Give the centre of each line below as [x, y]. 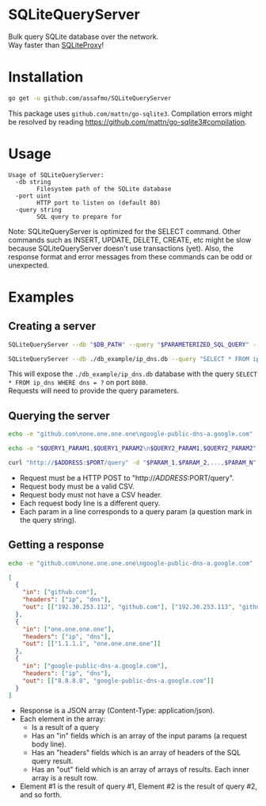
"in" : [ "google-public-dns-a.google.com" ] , [95, 666]
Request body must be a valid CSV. [77, 486]
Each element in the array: [62, 719]
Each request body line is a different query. [90, 503]
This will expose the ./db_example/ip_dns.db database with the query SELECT [133, 374]
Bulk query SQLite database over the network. [84, 36]
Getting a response [56, 545]
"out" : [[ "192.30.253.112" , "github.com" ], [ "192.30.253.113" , [129, 607]
